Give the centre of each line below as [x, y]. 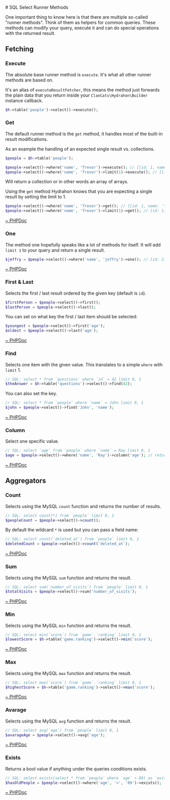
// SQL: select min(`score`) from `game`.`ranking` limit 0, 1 [73, 635]
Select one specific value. [32, 441]
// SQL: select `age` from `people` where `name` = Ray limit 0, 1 [78, 451]
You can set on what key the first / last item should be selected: [71, 317]
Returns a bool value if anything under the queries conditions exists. [76, 769]
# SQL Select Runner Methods [37, 7]
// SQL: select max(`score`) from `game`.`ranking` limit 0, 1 [73, 683]
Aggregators [26, 481]
